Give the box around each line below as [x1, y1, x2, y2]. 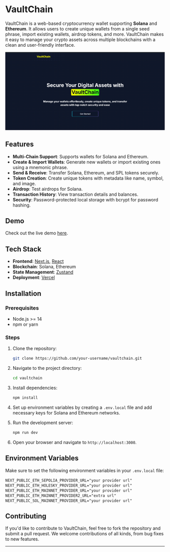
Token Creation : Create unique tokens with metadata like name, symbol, [12, 175, 164, 181]
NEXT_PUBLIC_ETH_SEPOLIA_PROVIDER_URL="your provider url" [5, 478, 133, 483]
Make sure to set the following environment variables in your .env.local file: [5, 467, 164, 473]
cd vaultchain [12, 375, 42, 381]
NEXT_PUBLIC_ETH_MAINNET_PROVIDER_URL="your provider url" [5, 488, 133, 493]
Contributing [5, 511, 47, 521]
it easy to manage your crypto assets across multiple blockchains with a [5, 37, 156, 43]
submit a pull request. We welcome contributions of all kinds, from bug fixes [5, 531, 164, 537]
